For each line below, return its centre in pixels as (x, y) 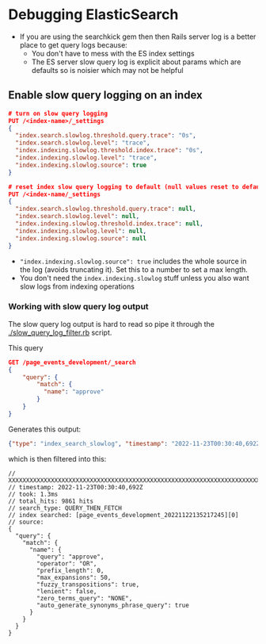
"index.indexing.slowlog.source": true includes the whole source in (133, 261)
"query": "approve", (70, 557)
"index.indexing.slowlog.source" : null (81, 238)
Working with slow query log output (78, 307)
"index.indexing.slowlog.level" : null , (81, 231)
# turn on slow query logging (58, 113)
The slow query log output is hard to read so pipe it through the (112, 324)
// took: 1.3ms (33, 494)
